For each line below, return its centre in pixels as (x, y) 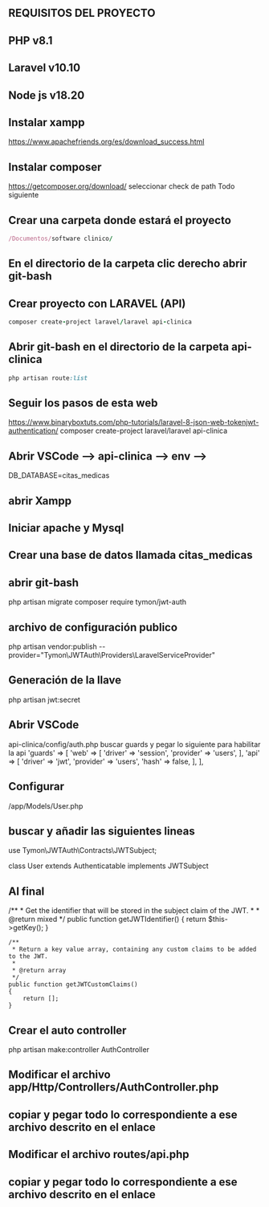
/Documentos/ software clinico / (61, 239)
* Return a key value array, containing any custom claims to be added (134, 950)
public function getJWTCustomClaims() (73, 985)
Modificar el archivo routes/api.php (99, 1154)
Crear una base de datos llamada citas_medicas (130, 555)
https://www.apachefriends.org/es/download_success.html (106, 142)
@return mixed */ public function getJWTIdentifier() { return (108, 920)
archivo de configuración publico (93, 627)
